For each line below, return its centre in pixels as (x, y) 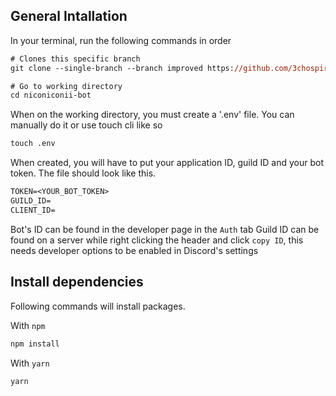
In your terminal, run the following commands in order (121, 40)
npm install (35, 344)
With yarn (30, 363)
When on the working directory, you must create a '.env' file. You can (152, 115)
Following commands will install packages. (98, 306)
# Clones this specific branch (75, 59)
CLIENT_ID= (33, 210)
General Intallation (69, 16)
